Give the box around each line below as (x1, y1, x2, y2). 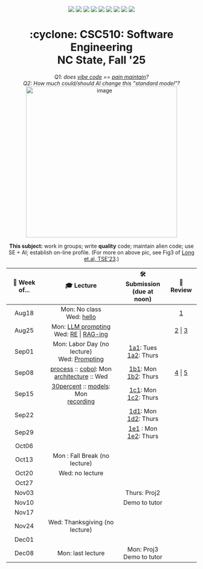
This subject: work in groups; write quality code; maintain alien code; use (8, 242, 195, 249)
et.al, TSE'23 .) (83, 255, 120, 262)
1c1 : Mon (129, 385, 157, 394)
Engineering (70, 40, 133, 54)
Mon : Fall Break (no (52, 451, 110, 460)
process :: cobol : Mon (50, 364, 112, 373)
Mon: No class (60, 305, 101, 313)
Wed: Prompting (58, 355, 104, 363)
